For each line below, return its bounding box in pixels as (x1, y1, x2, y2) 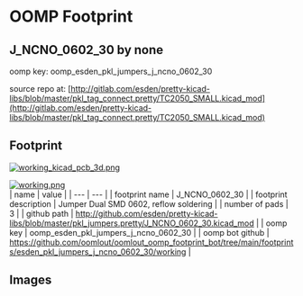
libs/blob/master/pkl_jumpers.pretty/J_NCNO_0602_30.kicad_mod (9, 218, 254, 229)
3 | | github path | (9, 208, 74, 219)
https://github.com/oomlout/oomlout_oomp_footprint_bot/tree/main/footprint (9, 237, 294, 247)
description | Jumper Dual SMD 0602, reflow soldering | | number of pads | (9, 198, 289, 209)
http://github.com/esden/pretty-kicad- (75, 208, 218, 219)
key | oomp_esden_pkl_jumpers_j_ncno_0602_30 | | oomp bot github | (9, 227, 271, 238)
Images (9, 273, 52, 288)
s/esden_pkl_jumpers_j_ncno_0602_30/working (9, 246, 187, 257)
